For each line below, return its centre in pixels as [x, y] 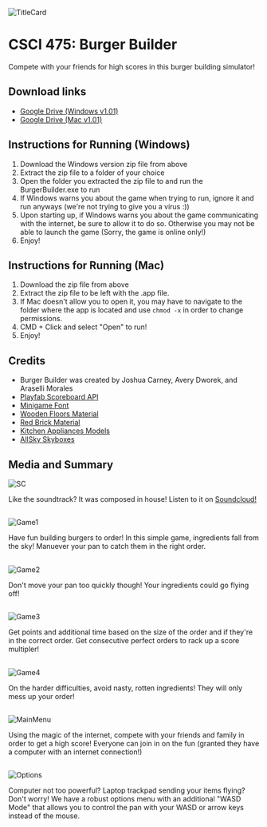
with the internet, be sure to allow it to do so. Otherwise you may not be [137, 223]
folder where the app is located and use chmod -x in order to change [132, 310]
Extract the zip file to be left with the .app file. [94, 293]
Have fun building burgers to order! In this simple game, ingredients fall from [133, 538]
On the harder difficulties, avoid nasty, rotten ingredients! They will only [126, 688]
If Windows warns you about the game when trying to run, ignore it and [137, 198]
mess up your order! [41, 696]
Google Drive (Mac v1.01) [61, 119]
